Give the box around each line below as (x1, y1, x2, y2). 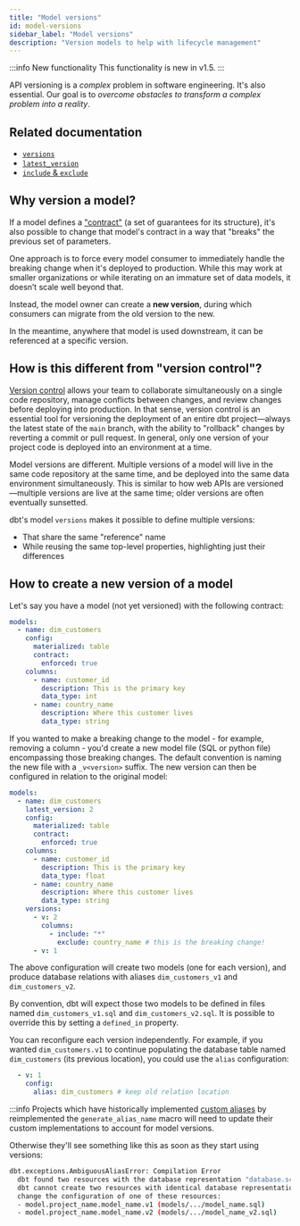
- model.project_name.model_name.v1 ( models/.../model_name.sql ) (17, 1200, 266, 1209)
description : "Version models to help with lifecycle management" (9, 38, 262, 47)
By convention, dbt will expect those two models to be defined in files (9, 998, 266, 1009)
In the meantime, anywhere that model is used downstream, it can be (9, 325, 263, 336)
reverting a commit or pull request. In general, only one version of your (9, 432, 270, 443)
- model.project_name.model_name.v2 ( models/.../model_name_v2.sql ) (17, 1208, 278, 1217)
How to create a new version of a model (9, 577, 234, 592)
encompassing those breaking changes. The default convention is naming (9, 752, 282, 763)
